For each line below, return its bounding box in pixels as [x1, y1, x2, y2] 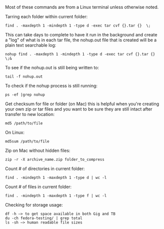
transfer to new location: [5, 112, 55, 117]
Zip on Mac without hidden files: [5, 147, 70, 153]
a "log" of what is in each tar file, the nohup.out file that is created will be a [5, 37, 157, 43]
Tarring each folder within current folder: [5, 14, 88, 19]
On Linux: [5, 130, 25, 135]
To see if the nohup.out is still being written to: [5, 65, 99, 70]
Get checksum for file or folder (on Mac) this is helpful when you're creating [5, 101, 159, 107]
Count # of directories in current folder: [5, 166, 85, 172]
